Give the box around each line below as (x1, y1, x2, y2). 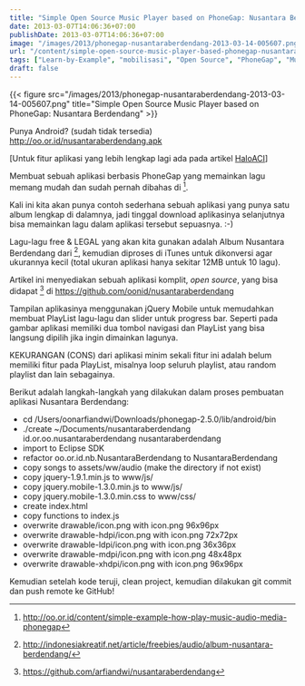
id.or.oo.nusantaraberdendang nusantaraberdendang (22, 433, 221, 444)
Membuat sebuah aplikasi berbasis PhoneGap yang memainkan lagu (9, 170, 266, 181)
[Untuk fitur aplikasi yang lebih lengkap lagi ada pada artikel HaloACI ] (9, 152, 269, 163)
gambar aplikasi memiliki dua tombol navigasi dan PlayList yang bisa (9, 322, 265, 333)
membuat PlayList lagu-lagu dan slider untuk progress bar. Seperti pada (9, 312, 279, 323)
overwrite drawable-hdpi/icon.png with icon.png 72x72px (22, 529, 239, 540)
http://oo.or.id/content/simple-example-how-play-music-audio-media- (22, 612, 288, 622)
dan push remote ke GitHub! (9, 585, 115, 596)
